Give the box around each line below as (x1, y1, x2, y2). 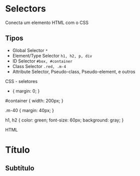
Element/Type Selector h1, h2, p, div (12, 52, 92, 58)
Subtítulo (5, 164, 34, 172)
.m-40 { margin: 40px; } (5, 107, 54, 113)
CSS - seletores (5, 78, 38, 84)
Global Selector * (12, 47, 48, 53)
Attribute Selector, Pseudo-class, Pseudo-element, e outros (12, 68, 135, 74)
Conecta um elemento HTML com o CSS (5, 19, 89, 25)
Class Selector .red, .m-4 (12, 63, 66, 69)
